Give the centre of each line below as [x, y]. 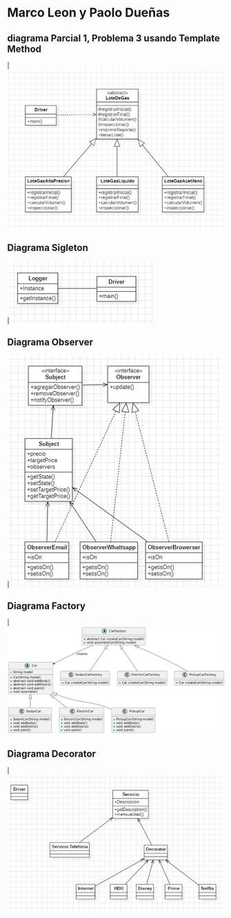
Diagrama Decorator [52, 754]
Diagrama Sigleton [48, 248]
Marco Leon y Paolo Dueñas [89, 13]
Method [24, 49]
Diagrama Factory [47, 606]
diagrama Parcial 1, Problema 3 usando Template [114, 38]
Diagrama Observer [50, 342]
